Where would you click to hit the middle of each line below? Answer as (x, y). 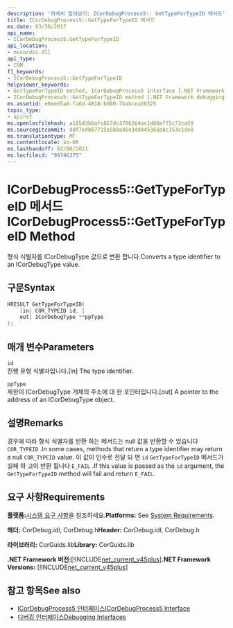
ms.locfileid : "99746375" (44, 156)
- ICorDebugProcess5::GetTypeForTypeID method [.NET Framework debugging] (118, 98)
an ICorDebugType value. (44, 264)
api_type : (21, 59)
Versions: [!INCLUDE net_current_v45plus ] (68, 567)
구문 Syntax (31, 288)
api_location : (28, 46)
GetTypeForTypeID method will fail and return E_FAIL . (81, 473)
